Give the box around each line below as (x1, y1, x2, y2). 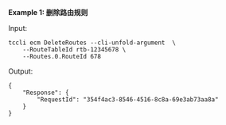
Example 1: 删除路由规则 (8, 8, 88, 17)
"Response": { (22, 89, 69, 97)
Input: (8, 24, 28, 32)
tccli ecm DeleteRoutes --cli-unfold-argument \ (8, 39, 177, 47)
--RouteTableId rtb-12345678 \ (22, 46, 127, 54)
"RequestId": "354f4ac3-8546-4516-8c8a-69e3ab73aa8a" (37, 96, 219, 104)
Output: (8, 66, 33, 76)
